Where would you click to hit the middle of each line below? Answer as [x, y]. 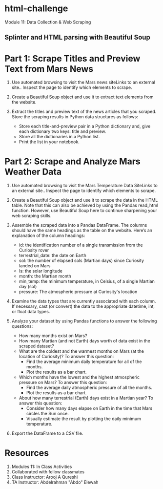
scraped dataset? [36, 346]
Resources [27, 453]
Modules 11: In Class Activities [42, 467]
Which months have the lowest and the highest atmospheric [79, 377]
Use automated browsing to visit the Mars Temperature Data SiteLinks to [85, 186]
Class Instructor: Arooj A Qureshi [45, 477]
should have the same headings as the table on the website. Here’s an [82, 231]
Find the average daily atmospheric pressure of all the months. [89, 388]
